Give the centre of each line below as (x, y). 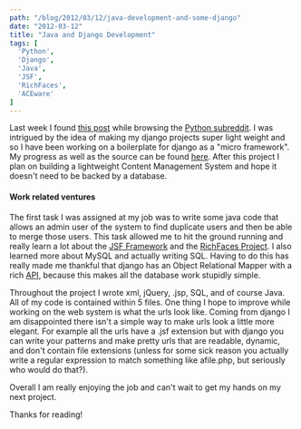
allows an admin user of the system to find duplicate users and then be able (151, 227)
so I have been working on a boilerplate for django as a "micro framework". (150, 147)
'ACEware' (36, 93)
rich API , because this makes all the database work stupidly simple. (135, 275)
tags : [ (24, 43)
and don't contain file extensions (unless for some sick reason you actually (149, 350)
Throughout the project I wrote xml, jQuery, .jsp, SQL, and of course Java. (147, 292)
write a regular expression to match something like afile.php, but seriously (147, 360)
